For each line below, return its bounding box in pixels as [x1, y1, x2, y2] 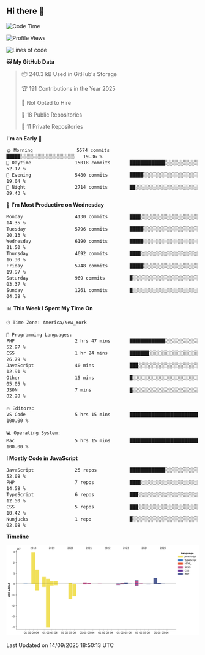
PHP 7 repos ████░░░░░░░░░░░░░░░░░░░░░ [6, 479, 199, 485]
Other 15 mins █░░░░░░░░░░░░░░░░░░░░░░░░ [6, 375, 199, 381]
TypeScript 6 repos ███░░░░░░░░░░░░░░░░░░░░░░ [6, 491, 199, 497]
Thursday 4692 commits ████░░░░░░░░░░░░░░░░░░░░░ [6, 250, 199, 256]
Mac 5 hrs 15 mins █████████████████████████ [6, 437, 199, 443]
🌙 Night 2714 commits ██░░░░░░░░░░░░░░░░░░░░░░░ [6, 184, 199, 190]
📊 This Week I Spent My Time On [6, 304, 93, 312]
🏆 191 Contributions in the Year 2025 [21, 85, 116, 92]
